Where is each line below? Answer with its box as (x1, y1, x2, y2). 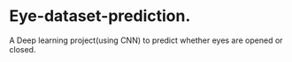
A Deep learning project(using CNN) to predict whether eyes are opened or (9, 35, 283, 45)
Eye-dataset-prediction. (9, 6, 191, 26)
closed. (9, 44, 36, 54)
